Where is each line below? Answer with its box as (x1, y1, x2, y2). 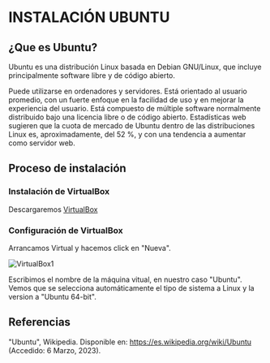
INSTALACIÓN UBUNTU (8, 8, 170, 27)
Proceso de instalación (8, 162, 127, 175)
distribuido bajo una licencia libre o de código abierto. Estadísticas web (8, 112, 246, 122)
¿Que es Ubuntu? (8, 41, 98, 54)
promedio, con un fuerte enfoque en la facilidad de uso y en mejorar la (8, 95, 245, 105)
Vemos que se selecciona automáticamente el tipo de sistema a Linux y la (8, 283, 255, 292)
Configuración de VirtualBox (8, 224, 123, 236)
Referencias (8, 315, 71, 329)
